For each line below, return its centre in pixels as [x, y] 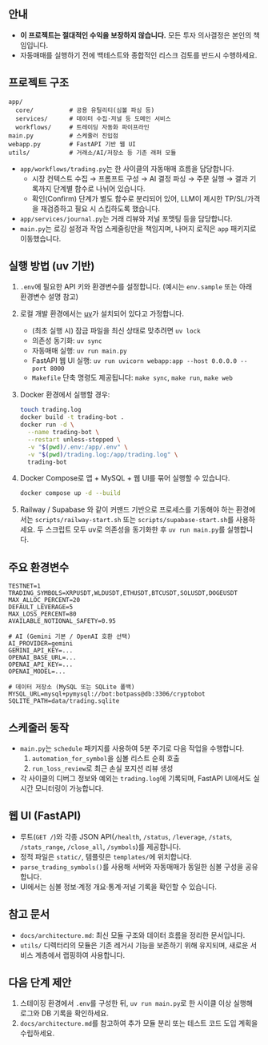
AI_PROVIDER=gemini [41, 644]
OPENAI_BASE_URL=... [43, 658]
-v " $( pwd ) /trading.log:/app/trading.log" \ [103, 454]
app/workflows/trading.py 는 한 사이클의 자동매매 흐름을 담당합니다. [127, 168]
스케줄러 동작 [39, 727]
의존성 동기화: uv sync [67, 341]
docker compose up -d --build [70, 493]
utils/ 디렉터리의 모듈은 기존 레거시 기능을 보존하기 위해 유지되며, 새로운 [134, 945]
